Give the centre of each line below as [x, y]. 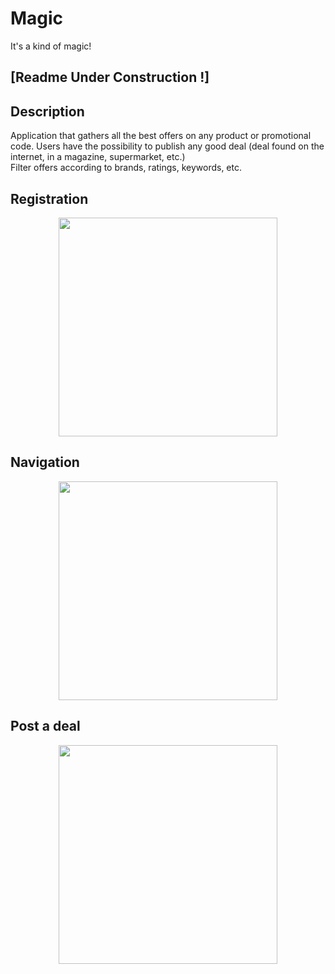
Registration [49, 198]
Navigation [45, 462]
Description [47, 111]
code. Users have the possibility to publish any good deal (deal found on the [167, 146]
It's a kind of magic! [51, 46]
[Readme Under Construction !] [110, 77]
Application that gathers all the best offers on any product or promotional [161, 136]
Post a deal [45, 726]
